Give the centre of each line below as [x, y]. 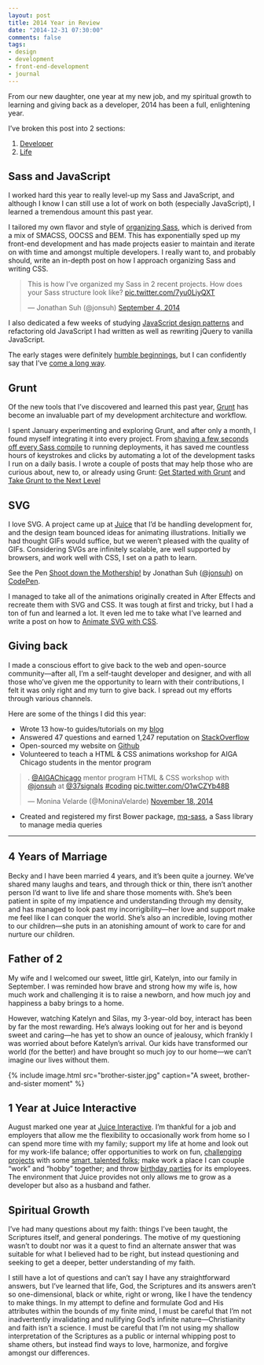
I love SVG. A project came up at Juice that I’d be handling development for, [130, 524]
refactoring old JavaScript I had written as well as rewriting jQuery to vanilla [130, 332]
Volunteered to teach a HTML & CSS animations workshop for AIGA [128, 754]
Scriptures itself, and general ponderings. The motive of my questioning [125, 1238]
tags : [17, 45]
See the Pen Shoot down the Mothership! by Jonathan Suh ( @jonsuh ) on [126, 573]
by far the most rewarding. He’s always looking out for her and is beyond [126, 1026]
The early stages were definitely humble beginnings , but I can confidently [127, 355]
